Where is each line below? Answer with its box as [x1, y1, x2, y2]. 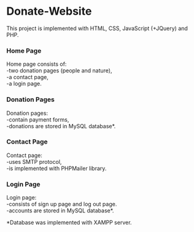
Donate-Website [6, 4, 92, 18]
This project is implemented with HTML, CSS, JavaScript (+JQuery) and [6, 25, 188, 32]
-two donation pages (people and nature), [6, 67, 112, 74]
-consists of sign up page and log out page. [6, 201, 117, 208]
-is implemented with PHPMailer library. [6, 164, 107, 172]
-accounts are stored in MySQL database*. [6, 207, 114, 214]
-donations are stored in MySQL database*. [6, 122, 116, 130]
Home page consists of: [6, 60, 67, 68]
